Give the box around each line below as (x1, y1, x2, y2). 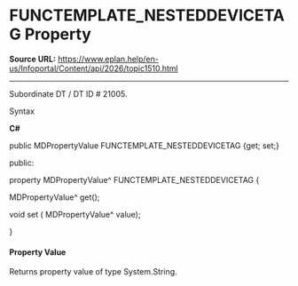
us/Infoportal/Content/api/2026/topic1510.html (9, 63, 179, 74)
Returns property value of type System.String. (9, 266, 177, 277)
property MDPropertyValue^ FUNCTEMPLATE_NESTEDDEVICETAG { (9, 174, 260, 185)
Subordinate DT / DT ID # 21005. (9, 88, 128, 99)
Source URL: (9, 53, 56, 64)
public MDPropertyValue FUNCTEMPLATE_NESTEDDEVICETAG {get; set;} (9, 139, 280, 151)
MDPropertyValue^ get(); (9, 192, 100, 203)
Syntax (9, 106, 35, 116)
